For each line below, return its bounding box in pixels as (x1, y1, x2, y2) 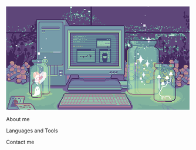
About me (6, 116, 30, 122)
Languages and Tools (6, 127, 59, 134)
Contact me (6, 139, 35, 145)
